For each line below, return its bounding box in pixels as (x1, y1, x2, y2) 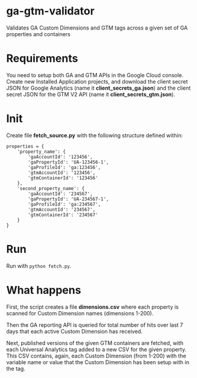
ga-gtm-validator (6, 4, 95, 18)
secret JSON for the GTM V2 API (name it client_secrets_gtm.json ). (6, 90, 176, 98)
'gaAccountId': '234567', (28, 191, 93, 197)
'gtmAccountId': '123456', (28, 170, 96, 176)
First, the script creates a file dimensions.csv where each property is (6, 303, 179, 311)
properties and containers (6, 30, 70, 37)
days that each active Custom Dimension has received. (6, 327, 143, 335)
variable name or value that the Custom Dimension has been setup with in (6, 358, 190, 365)
